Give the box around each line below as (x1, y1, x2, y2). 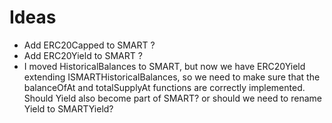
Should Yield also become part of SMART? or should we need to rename (23, 92, 322, 104)
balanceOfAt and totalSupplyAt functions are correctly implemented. (23, 81, 306, 93)
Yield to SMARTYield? (23, 102, 114, 115)
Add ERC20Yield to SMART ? (23, 49, 143, 61)
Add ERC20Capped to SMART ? (23, 39, 156, 51)
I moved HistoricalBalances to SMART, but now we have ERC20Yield (23, 60, 306, 72)
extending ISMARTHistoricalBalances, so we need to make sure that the (23, 71, 321, 83)
